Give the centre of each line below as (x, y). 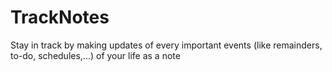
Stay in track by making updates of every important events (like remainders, (166, 45)
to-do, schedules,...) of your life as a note (95, 55)
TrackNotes (60, 17)
